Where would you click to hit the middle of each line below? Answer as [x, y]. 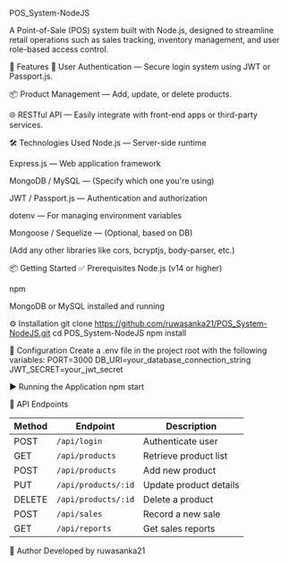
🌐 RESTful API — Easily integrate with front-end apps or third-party [133, 115]
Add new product [179, 471]
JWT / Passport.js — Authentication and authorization [108, 198]
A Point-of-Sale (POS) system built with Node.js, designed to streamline [142, 30]
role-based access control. [59, 49]
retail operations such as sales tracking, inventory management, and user [144, 40]
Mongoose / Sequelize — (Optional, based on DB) [101, 233]
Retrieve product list [185, 456]
